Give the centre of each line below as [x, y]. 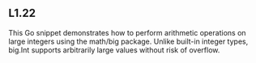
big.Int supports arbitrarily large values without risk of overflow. [114, 50]
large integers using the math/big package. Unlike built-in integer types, [128, 41]
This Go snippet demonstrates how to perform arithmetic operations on [127, 32]
